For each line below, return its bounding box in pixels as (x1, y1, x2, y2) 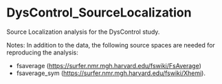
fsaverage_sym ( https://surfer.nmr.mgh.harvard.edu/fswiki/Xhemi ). (16, 69, 206, 77)
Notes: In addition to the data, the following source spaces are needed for (6, 41, 216, 49)
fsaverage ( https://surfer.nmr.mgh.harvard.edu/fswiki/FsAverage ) (16, 61, 202, 70)
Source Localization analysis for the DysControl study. (6, 28, 160, 36)
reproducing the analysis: (6, 48, 78, 56)
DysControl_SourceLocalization (6, 5, 192, 21)
